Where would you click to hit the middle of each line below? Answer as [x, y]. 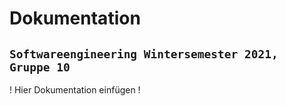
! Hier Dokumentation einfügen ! [75, 90]
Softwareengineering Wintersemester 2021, [144, 54]
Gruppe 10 [40, 67]
